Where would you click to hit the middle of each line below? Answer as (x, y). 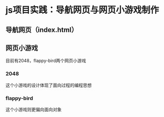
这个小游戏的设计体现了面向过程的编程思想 (49, 85)
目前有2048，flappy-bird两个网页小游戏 (46, 61)
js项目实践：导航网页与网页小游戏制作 (82, 10)
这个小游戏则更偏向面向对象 (34, 109)
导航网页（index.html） (42, 30)
